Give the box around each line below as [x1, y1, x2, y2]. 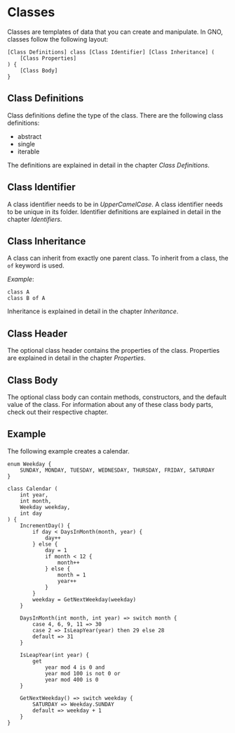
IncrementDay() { [20, 522, 71, 529]
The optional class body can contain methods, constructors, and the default [7, 393, 227, 401]
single [17, 139, 35, 148]
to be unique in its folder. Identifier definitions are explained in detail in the [7, 207, 222, 215]
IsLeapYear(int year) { [20, 651, 90, 658]
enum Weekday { [7, 461, 52, 468]
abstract [17, 132, 42, 141]
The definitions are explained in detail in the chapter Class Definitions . [7, 161, 210, 169]
